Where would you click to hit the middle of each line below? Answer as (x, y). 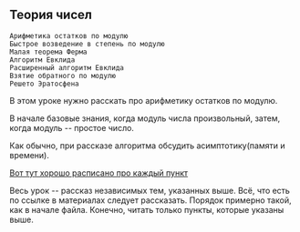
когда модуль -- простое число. (72, 127)
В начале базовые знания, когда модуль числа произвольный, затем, (145, 118)
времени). (30, 155)
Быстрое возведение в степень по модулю (88, 44)
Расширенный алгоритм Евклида (67, 67)
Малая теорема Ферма (49, 52)
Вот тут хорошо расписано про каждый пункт (99, 173)
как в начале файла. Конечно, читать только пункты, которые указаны (147, 209)
